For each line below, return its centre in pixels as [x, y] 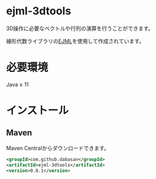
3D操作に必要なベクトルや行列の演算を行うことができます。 [80, 28]
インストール [38, 110]
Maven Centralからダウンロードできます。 [58, 148]
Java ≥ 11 [17, 84]
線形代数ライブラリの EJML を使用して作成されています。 [75, 41]
